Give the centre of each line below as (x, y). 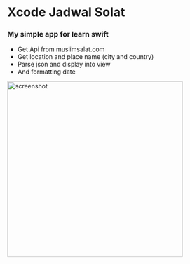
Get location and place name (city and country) (86, 57)
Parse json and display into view (64, 65)
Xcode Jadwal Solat (66, 12)
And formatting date (46, 72)
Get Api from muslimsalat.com (61, 49)
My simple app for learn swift (58, 34)
